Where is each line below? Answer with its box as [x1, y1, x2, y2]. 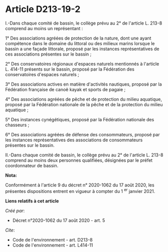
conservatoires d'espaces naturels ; [5, 71, 79, 77]
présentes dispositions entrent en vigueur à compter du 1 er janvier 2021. [5, 187, 155, 194]
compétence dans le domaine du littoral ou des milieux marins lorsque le [5, 40, 155, 46]
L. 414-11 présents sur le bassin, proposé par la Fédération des [5, 66, 134, 72]
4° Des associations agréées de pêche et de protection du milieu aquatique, [5, 96, 162, 102]
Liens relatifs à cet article [5, 198, 59, 204]
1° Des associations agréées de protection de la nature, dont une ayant [5, 35, 151, 41]
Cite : [5, 227, 15, 233]
